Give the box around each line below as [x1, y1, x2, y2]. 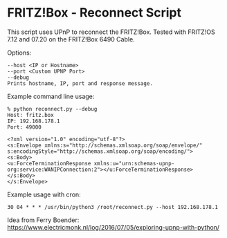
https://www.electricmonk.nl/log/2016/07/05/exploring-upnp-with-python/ [7, 223, 220, 231]
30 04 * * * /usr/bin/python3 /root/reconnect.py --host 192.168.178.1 [7, 203, 218, 210]
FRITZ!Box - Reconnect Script [7, 5, 182, 21]
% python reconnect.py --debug [7, 105, 98, 112]
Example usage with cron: [7, 190, 81, 199]
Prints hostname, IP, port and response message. [7, 80, 154, 87]
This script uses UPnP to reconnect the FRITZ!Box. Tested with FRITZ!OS [7, 28, 216, 36]
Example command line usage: [7, 92, 95, 100]
